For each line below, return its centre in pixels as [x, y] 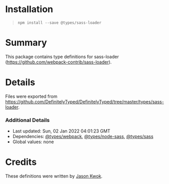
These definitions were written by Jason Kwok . [54, 176]
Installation [29, 9]
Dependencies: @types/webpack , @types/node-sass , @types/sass [83, 137]
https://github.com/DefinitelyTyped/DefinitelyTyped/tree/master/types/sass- [84, 101]
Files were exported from [31, 96]
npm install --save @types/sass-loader [60, 23]
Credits [21, 162]
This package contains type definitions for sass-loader [62, 56]
